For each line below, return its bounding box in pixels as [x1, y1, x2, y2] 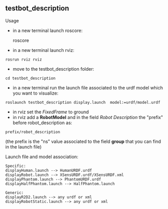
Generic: [5, 190, 24, 195]
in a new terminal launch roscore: [12, 27, 83, 34]
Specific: [5, 163, 26, 168]
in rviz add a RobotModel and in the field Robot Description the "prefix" [12, 114, 163, 120]
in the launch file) [5, 143, 42, 150]
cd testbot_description [5, 76, 56, 81]
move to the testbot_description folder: [12, 66, 94, 72]
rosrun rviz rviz [5, 57, 42, 62]
